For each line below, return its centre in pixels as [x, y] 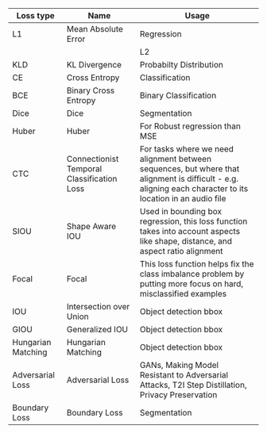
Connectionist [93, 159]
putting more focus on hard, [192, 284]
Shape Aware [91, 226]
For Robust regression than [190, 126]
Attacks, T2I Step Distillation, [193, 385]
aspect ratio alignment [182, 251]
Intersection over [98, 307]
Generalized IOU [97, 330]
